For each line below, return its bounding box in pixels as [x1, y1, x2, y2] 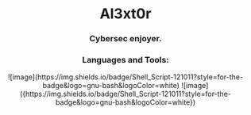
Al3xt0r [99, 5, 152, 23]
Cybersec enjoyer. [89, 33, 162, 44]
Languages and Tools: [82, 55, 169, 66]
